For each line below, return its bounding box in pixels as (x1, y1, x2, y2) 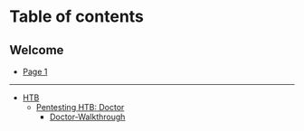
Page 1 (22, 66, 48, 77)
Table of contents (9, 6, 145, 27)
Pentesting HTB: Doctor (35, 102, 125, 112)
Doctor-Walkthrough (49, 111, 126, 122)
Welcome (9, 42, 64, 58)
